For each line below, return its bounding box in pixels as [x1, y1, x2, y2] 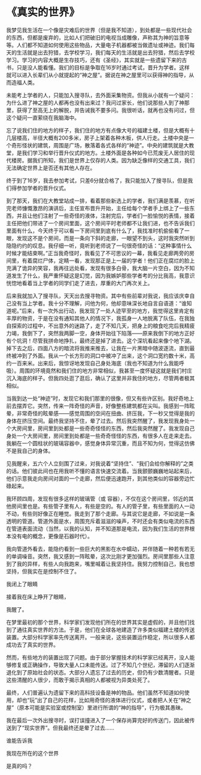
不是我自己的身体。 [6, 447, 54, 454]
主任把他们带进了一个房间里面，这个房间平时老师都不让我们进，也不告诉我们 [6, 219, 195, 226]
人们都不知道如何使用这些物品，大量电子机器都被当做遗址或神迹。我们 [16, 41, 190, 49]
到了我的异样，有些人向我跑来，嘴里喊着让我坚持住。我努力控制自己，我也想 [6, 560, 195, 567]
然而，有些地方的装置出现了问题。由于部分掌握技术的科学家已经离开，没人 [6, 653, 190, 661]
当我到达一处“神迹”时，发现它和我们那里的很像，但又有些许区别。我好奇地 [6, 395, 190, 402]
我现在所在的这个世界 [6, 749, 59, 756]
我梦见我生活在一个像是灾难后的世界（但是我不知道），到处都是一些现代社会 [6, 26, 193, 34]
